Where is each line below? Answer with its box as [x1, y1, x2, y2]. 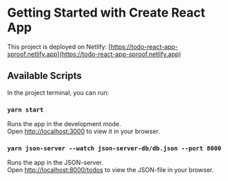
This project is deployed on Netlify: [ [7, 42, 111, 51]
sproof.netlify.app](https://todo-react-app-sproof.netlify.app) [7, 50, 182, 58]
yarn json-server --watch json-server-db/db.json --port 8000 [7, 144, 222, 152]
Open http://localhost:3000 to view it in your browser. [7, 127, 161, 136]
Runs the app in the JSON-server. [7, 158, 104, 167]
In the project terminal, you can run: [7, 88, 109, 96]
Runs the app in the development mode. [7, 120, 121, 128]
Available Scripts [7, 70, 82, 82]
